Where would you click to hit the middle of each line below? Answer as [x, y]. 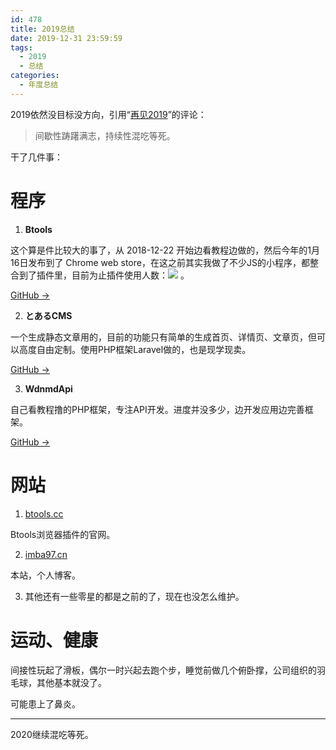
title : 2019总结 [42, 29]
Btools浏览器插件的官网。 [63, 534]
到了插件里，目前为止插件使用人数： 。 [104, 275]
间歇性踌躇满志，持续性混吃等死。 [105, 135]
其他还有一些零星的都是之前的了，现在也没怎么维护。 [134, 596]
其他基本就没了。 [71, 682]
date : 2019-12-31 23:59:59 [66, 38]
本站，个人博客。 [45, 575]
